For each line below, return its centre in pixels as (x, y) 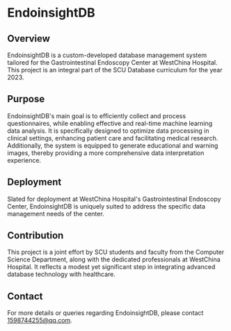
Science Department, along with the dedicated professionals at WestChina (114, 259)
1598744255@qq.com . (40, 321)
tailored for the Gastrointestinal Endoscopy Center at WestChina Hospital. (112, 63)
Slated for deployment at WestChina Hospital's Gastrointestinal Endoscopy (114, 199)
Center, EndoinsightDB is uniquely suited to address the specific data (106, 206)
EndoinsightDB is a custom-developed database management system (107, 55)
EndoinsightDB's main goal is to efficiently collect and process (97, 115)
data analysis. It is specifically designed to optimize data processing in (108, 131)
